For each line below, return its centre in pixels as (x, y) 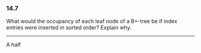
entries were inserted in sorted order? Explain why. (69, 27)
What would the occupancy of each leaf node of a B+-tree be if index (92, 21)
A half (13, 45)
